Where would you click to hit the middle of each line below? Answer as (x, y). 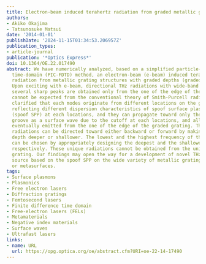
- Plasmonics (23, 183)
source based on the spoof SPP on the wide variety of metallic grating (107, 160)
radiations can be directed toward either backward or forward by (98, 132)
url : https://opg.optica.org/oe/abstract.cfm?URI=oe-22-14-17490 (97, 251)
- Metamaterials (27, 217)
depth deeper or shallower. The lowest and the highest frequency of (102, 138)
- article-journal (30, 52)
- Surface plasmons (31, 177)
